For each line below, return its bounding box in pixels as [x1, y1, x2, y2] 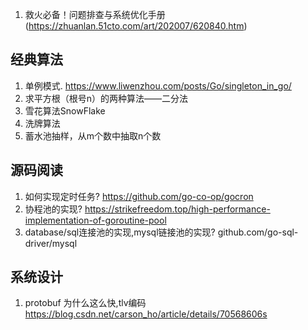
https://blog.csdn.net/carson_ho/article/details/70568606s [24, 308, 268, 320]
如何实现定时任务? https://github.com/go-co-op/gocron [24, 190, 254, 202]
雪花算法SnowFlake [24, 104, 106, 117]
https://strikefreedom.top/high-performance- [84, 203, 271, 215]
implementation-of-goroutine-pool [24, 214, 167, 226]
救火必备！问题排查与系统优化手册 [24, 9, 166, 20]
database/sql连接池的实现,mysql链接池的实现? [24, 226, 216, 238]
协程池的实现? [24, 203, 83, 215]
